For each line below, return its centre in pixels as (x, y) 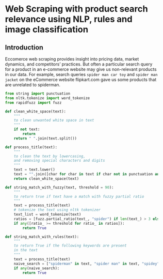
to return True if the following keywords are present (70, 246)
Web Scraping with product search (76, 9)
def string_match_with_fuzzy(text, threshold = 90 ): (59, 187)
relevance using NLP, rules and (69, 19)
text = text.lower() (34, 170)
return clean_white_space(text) (46, 178)
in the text (26, 250)
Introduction (24, 47)
